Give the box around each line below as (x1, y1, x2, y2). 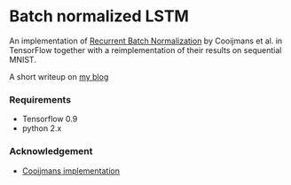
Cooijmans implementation (21, 166, 120, 176)
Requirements (9, 93, 72, 105)
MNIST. (9, 54, 37, 65)
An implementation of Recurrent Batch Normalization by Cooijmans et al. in (9, 35, 283, 46)
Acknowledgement (9, 145, 93, 158)
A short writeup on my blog (9, 71, 109, 81)
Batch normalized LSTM (9, 6, 189, 27)
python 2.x (21, 123, 62, 134)
